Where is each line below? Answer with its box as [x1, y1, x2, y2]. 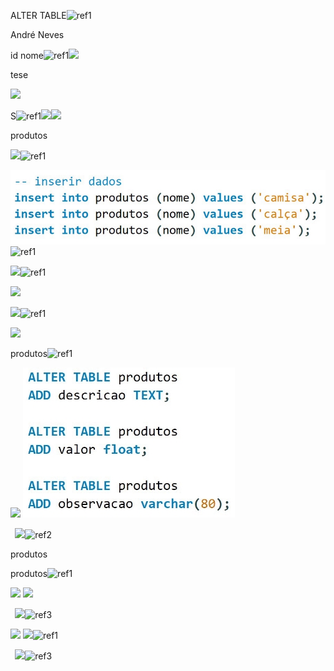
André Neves [10, 29, 65, 40]
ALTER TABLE [10, 10, 67, 21]
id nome [10, 50, 44, 61]
